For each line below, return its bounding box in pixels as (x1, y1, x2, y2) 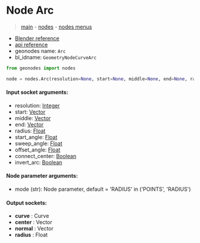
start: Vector (14, 108, 46, 115)
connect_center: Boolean (14, 152, 76, 159)
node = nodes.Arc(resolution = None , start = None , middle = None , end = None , (6, 75, 187, 82)
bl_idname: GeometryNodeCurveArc (14, 53, 97, 61)
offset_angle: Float (14, 146, 61, 153)
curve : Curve (14, 212, 49, 220)
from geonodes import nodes (6, 65, 76, 71)
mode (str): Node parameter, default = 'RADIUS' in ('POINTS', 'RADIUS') (14, 185, 192, 193)
